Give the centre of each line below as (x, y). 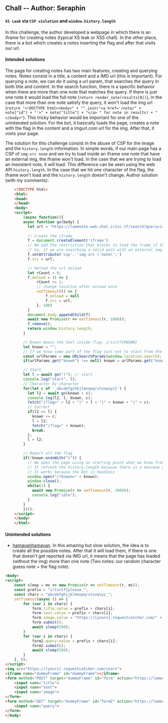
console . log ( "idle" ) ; (54, 495)
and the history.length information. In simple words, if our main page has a (83, 148)
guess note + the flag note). (41, 566)
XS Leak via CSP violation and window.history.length (60, 21)
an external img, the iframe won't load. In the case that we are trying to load (83, 159)
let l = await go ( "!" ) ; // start (58, 374)
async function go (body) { (51, 222)
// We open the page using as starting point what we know (90, 462)
